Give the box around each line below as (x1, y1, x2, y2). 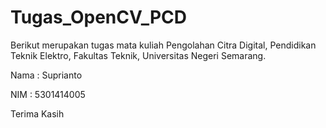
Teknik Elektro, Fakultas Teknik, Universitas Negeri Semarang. (10, 49, 267, 61)
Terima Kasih (10, 107, 65, 120)
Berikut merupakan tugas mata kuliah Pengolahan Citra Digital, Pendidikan (10, 39, 317, 51)
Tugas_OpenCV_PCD (10, 6, 187, 29)
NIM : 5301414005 (10, 88, 86, 100)
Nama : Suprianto (10, 69, 83, 81)
